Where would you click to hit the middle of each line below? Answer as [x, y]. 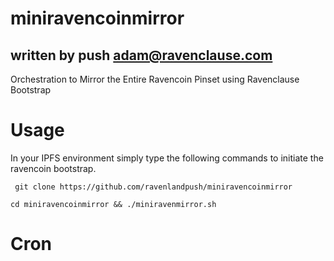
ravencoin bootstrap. [53, 168]
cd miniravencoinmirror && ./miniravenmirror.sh [113, 204]
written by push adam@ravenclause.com [141, 55]
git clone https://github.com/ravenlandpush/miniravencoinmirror [153, 187]
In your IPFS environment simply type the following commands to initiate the [167, 158]
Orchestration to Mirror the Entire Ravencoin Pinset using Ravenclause [155, 79]
